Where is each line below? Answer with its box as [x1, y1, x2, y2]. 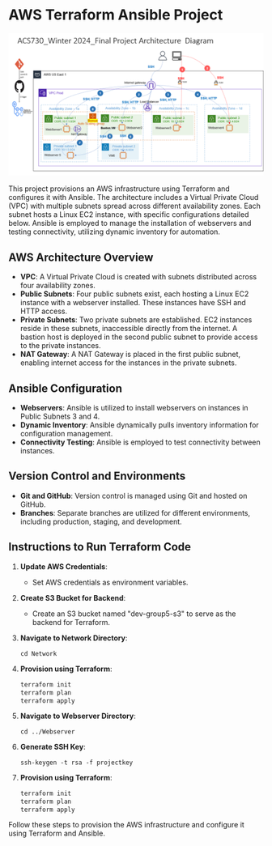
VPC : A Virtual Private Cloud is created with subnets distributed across [19, 272, 257, 282]
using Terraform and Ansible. [8, 828, 105, 838]
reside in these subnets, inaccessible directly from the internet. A [19, 324, 238, 334]
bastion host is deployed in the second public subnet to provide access [19, 332, 258, 342]
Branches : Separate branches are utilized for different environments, [19, 508, 251, 517]
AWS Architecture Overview [8, 250, 154, 264]
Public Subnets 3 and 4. [19, 411, 100, 422]
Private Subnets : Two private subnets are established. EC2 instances [19, 315, 253, 325]
